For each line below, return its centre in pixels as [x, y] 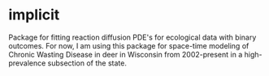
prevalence [27, 63]
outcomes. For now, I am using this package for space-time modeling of [129, 45]
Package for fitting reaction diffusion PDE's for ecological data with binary [132, 37]
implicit [34, 15]
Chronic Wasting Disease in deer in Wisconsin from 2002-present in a [126, 54]
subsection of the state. [87, 63]
